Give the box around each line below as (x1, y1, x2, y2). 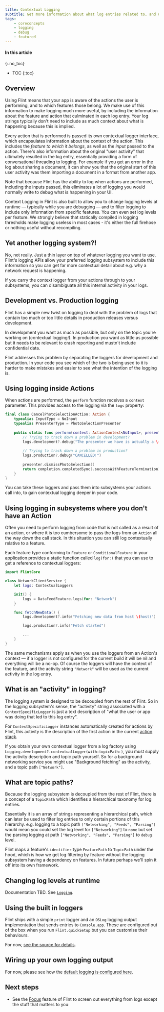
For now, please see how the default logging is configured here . (5, 969, 133, 975)
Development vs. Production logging (5, 296, 119, 305)
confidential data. (5, 345, 41, 351)
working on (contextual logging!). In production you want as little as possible (5, 334, 159, 341)
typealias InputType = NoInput (14, 417, 78, 421)
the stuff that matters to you (12, 1001, 68, 1007)
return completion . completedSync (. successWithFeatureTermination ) (22, 467, 161, 471)
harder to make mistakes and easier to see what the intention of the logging (5, 365, 157, 370)
